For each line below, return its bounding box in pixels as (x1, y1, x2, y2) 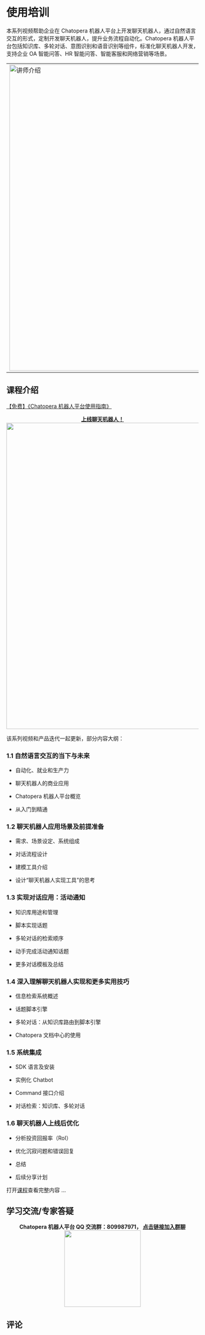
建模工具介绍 (15, 863, 48, 871)
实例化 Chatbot (15, 1076, 54, 1084)
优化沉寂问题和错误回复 (15, 1147, 74, 1154)
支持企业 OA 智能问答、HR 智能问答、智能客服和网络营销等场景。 (6, 50, 171, 57)
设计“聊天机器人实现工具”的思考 (15, 876, 96, 884)
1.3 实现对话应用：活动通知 (6, 893, 85, 902)
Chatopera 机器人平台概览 (15, 792, 81, 800)
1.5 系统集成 (6, 1048, 41, 1056)
